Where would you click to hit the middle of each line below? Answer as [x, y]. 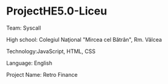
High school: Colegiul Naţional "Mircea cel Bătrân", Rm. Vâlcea [84, 39]
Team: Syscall [24, 28]
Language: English [29, 63]
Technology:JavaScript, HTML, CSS [51, 51]
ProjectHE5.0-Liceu [57, 11]
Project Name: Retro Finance [42, 74]
